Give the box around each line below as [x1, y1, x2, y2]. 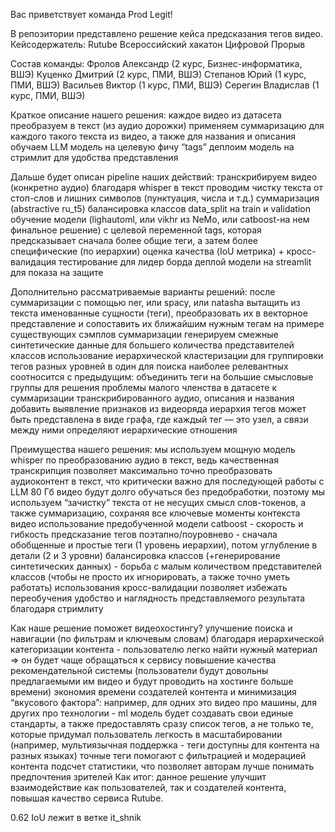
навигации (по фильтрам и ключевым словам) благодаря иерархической [10, 633, 325, 644]
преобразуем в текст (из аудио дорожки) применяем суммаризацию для [10, 120, 325, 131]
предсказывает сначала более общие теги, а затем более [10, 235, 258, 246]
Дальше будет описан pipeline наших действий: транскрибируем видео [10, 171, 318, 183]
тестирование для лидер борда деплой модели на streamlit [58, 256, 312, 268]
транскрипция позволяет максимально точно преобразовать [10, 465, 273, 476]
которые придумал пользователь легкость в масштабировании [10, 729, 283, 740]
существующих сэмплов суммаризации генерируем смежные [10, 329, 279, 340]
